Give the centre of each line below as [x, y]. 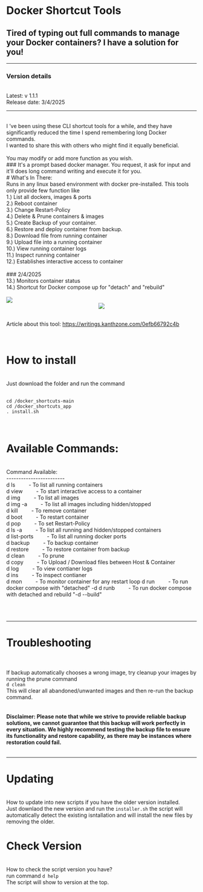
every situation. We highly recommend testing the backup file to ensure [98, 729]
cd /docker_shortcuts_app [39, 407]
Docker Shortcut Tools [64, 11]
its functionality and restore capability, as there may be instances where [99, 736]
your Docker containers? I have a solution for [93, 42]
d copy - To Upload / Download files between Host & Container [91, 563]
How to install [41, 360]
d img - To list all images [43, 498]
